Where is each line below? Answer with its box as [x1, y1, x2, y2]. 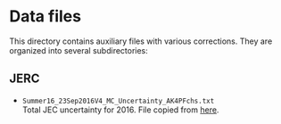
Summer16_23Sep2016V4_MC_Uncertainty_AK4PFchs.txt [21, 96, 215, 105]
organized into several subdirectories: [9, 45, 149, 55]
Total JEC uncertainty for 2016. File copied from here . [21, 104, 219, 115]
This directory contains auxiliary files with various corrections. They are [9, 36, 273, 46]
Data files [9, 6, 82, 27]
